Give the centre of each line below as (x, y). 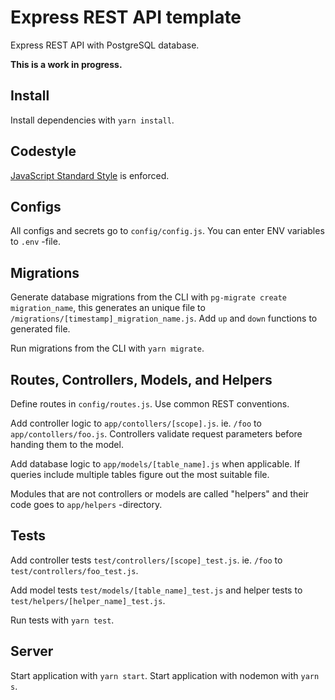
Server (32, 651)
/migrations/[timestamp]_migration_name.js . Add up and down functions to (164, 318)
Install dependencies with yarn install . (92, 120)
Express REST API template (126, 17)
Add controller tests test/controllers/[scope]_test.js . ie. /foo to (146, 560)
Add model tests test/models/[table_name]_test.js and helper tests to (156, 590)
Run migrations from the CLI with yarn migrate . (107, 348)
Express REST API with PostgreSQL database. (105, 45)
